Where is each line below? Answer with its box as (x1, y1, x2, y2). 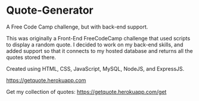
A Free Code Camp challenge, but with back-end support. (6, 23, 148, 30)
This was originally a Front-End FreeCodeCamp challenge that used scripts (6, 34, 191, 42)
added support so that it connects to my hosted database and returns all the (6, 47, 193, 54)
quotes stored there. (6, 53, 57, 61)
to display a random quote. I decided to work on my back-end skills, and (6, 41, 184, 48)
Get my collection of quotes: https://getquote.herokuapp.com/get (6, 88, 167, 95)
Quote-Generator (6, 4, 94, 17)
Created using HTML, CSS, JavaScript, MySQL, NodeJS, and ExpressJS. (6, 65, 185, 72)
